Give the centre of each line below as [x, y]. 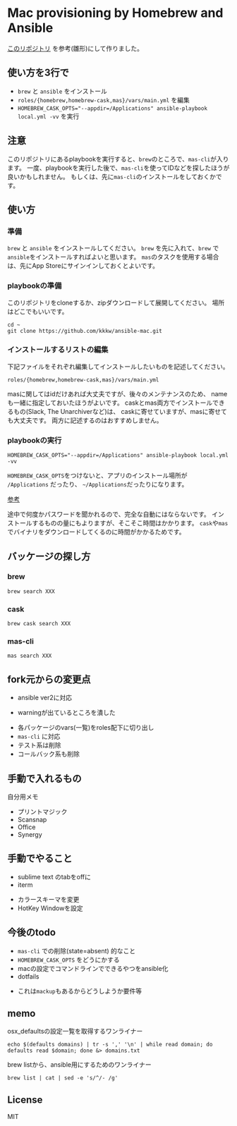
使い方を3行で [38, 73]
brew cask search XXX [39, 624]
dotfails [28, 976]
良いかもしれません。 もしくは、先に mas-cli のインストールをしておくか [112, 176]
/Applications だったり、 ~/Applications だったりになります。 [98, 484]
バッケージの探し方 [49, 556]
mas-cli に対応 [39, 736]
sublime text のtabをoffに [54, 876]
